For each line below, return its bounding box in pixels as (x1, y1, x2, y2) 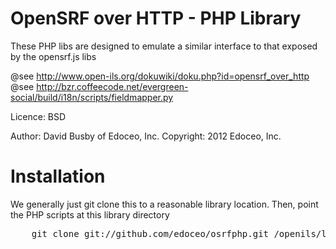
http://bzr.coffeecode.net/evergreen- (36, 80, 189, 92)
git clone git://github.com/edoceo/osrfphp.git (31, 228, 270, 239)
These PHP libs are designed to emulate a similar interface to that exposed (10, 40, 318, 52)
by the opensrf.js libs (10, 50, 97, 62)
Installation (10, 165, 106, 188)
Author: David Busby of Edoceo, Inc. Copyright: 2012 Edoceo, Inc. (10, 130, 282, 142)
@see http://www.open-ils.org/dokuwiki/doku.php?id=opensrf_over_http (10, 70, 310, 82)
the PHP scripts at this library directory (10, 208, 170, 221)
